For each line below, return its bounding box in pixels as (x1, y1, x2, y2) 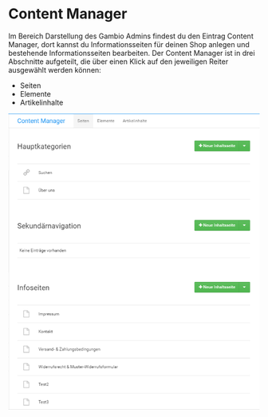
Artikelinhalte (19, 97, 64, 107)
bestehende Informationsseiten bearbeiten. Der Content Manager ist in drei (8, 48, 255, 58)
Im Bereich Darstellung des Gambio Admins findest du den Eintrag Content (8, 31, 254, 41)
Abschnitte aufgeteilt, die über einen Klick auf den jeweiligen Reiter (8, 57, 229, 66)
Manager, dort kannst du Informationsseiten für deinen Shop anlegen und (8, 39, 250, 49)
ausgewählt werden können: (8, 65, 101, 74)
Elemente (19, 89, 52, 98)
